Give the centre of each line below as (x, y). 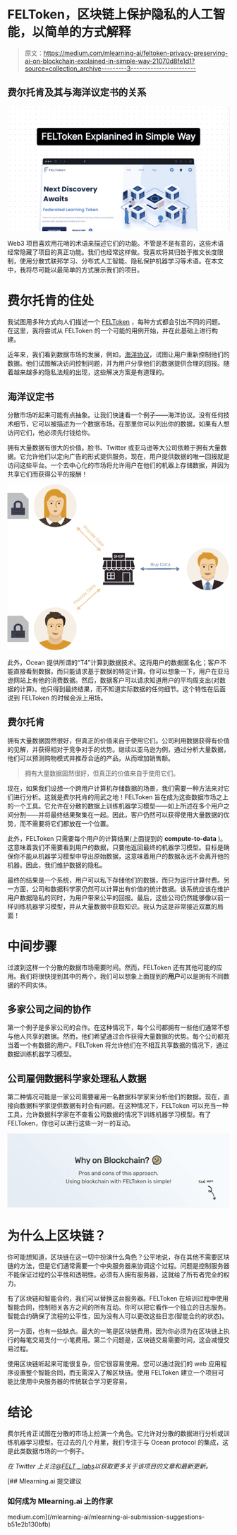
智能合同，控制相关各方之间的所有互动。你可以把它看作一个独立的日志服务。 (119, 1308)
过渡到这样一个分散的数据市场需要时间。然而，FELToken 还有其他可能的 (112, 967)
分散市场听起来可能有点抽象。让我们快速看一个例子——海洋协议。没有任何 (115, 415)
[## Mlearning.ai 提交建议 (45, 1481)
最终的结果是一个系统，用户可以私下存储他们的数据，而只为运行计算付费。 (115, 880)
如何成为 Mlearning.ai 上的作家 (60, 1501)
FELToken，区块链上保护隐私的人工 (110, 14)
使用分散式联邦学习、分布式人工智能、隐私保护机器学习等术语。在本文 (121, 261)
